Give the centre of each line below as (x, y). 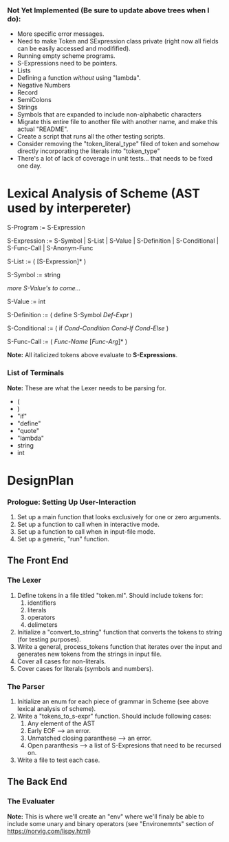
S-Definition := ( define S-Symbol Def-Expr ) (70, 315)
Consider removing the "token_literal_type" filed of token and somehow (118, 144)
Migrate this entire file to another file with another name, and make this (117, 122)
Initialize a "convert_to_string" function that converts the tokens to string (119, 632)
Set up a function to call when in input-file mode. (86, 532)
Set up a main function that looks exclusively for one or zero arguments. (119, 517)
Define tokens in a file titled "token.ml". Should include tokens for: (110, 595)
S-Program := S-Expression (46, 228)
